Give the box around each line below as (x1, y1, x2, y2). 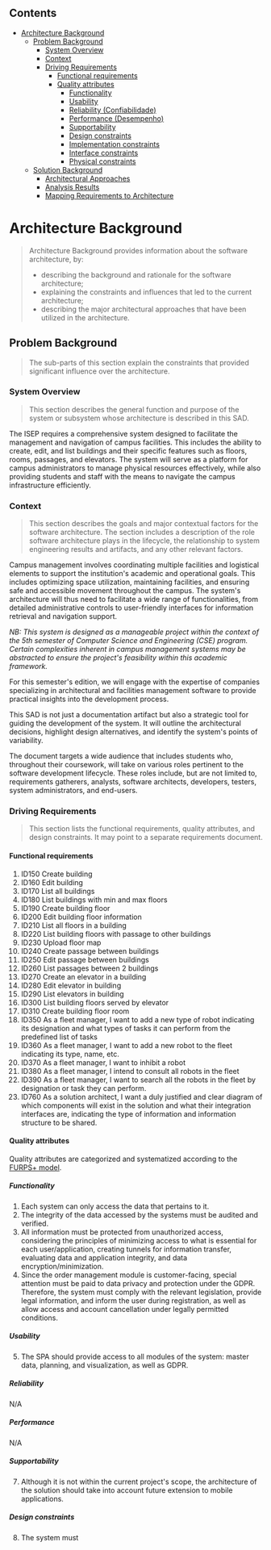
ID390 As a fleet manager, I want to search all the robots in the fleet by (20, 1075, 256, 1084)
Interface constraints (69, 148, 139, 157)
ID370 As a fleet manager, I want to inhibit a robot (20, 1057, 186, 1067)
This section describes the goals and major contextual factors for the (28, 519, 259, 529)
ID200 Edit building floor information (20, 912, 142, 921)
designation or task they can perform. (20, 1083, 147, 1093)
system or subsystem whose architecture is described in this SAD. (28, 413, 249, 423)
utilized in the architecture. (40, 312, 130, 322)
